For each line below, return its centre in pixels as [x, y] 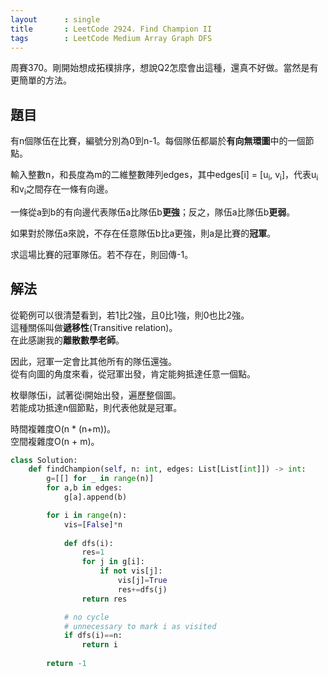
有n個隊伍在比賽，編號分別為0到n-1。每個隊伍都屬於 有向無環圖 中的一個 [158, 141]
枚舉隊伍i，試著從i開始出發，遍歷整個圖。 [96, 395]
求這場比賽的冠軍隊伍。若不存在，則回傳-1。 [102, 254]
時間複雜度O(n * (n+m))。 [63, 428]
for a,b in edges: [84, 488]
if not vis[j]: [131, 571]
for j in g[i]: [113, 562]
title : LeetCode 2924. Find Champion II [111, 29]
